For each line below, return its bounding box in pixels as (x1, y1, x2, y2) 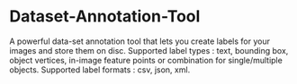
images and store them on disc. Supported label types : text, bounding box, (9, 45, 289, 55)
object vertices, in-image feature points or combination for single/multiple (9, 55, 283, 65)
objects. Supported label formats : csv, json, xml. (9, 64, 191, 75)
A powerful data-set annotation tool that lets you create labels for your (9, 36, 270, 46)
